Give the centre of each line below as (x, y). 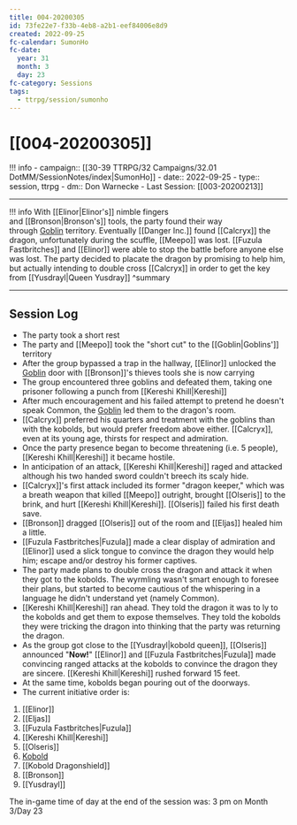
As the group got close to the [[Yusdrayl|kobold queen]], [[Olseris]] (144, 645)
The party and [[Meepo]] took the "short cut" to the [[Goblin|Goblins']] (150, 345)
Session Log (44, 313)
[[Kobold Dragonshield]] (66, 766)
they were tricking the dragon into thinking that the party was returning (151, 626)
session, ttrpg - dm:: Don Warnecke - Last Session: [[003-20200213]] (136, 187)
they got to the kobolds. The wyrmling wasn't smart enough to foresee (150, 579)
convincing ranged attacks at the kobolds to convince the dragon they (150, 664)
